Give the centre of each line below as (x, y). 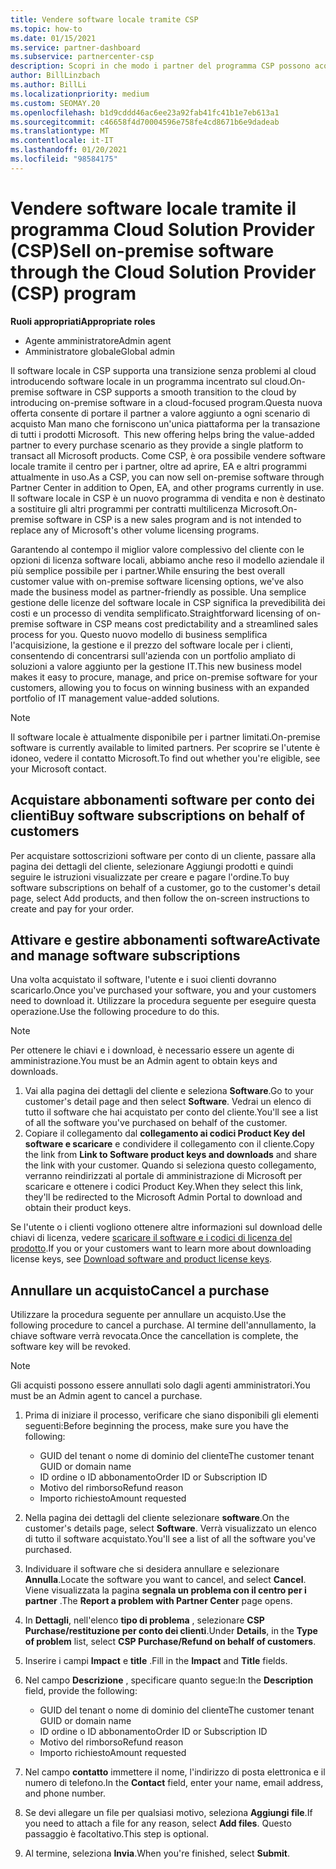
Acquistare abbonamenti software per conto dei (162, 800)
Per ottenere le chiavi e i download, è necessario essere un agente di (152, 1050)
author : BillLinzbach (55, 76)
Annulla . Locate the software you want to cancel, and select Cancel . (165, 1580)
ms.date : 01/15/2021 (53, 38)
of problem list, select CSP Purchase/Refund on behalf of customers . (170, 1642)
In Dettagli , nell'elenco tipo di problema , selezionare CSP (144, 1620)
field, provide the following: (81, 1691)
